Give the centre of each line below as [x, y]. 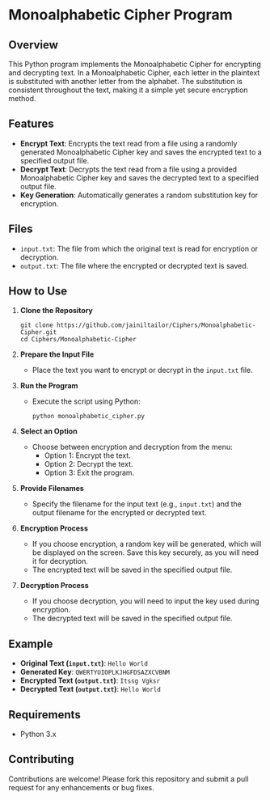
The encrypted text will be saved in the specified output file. [132, 570]
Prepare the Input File [57, 354]
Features [31, 124]
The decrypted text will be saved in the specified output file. [132, 618]
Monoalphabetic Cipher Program [120, 15]
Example [31, 643]
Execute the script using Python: [86, 401]
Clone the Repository [56, 311]
